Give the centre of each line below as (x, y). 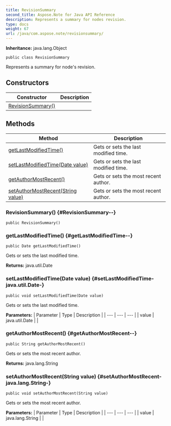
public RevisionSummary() (33, 223)
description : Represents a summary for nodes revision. (66, 19)
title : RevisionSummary (31, 10)
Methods (20, 124)
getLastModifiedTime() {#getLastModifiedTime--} (69, 236)
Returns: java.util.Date (29, 266)
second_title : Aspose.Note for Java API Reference (60, 15)
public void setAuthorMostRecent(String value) (57, 393)
